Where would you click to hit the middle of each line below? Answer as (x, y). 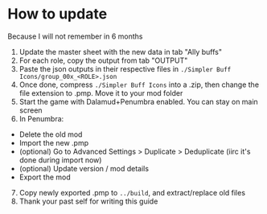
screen (31, 110)
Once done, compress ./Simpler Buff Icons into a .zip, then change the (139, 84)
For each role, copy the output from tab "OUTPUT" (103, 60)
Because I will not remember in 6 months (75, 36)
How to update (58, 14)
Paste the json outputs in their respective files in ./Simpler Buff (125, 68)
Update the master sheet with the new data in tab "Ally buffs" (121, 51)
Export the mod (45, 177)
